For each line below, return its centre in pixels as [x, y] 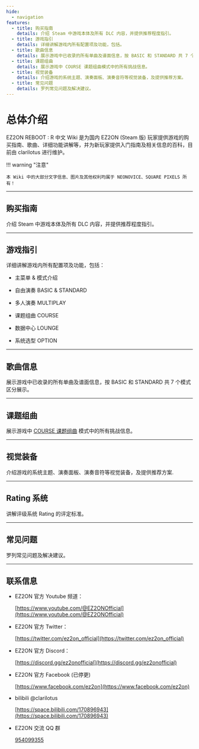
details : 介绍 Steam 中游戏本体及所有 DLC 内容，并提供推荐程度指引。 [95, 34]
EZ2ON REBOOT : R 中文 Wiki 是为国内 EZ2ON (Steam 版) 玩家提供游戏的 [95, 137]
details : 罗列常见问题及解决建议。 [55, 89]
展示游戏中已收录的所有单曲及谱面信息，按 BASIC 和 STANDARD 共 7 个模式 [99, 382]
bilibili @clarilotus [36, 698]
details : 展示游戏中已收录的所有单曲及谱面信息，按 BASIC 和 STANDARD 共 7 [102, 56]
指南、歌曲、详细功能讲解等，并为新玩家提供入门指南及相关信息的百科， [99, 144]
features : [18, 22]
